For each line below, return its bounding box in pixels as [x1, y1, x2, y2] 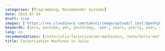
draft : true [5, 16, 29, 21]
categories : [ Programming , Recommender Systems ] [5, 7, 107, 12]
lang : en [5, 30, 23, 34]
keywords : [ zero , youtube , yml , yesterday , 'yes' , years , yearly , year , [5, 25, 157, 30]
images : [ [5, 20, 26, 26]
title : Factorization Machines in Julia [5, 39, 89, 44]
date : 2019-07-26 [5, 12, 41, 17]
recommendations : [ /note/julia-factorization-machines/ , [5, 34, 124, 39]
